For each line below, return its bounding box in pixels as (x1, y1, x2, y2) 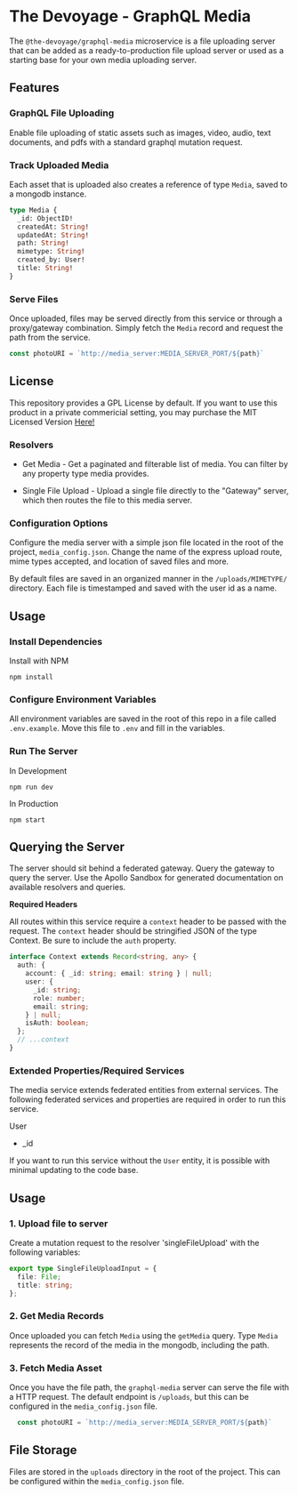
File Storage (9, 1443, 77, 1458)
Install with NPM (9, 655, 69, 666)
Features (9, 80, 60, 95)
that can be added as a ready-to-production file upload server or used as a (9, 44, 285, 55)
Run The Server (9, 745, 78, 758)
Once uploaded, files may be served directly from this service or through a (9, 313, 283, 324)
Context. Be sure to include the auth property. (9, 936, 177, 946)
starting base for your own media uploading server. (9, 54, 197, 65)
